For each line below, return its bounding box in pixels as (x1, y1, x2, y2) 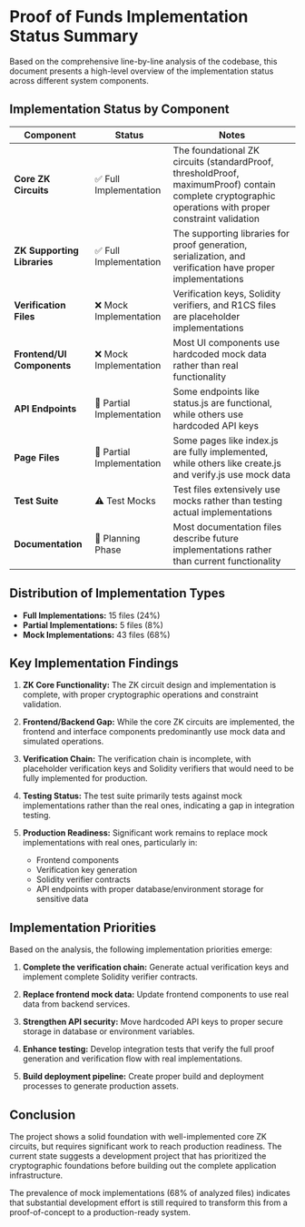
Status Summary (9, 25, 139, 46)
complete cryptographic (172, 189, 276, 202)
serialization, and (172, 249, 246, 262)
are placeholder (172, 309, 241, 322)
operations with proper (172, 200, 271, 213)
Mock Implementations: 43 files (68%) (22, 629, 171, 640)
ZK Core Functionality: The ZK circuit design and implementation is (22, 680, 277, 691)
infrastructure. (9, 1170, 64, 1181)
